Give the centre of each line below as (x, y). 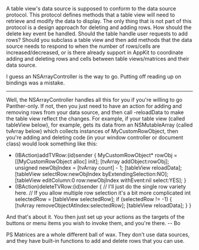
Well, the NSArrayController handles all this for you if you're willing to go (94, 100)
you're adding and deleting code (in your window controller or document (95, 137)
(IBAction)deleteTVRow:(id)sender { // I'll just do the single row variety (100, 186)
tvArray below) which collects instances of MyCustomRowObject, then (92, 131)
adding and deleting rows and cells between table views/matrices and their (98, 59)
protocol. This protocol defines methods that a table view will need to (91, 15)
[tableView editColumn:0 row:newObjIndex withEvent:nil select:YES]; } (100, 180)
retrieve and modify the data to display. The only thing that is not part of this (99, 21)
